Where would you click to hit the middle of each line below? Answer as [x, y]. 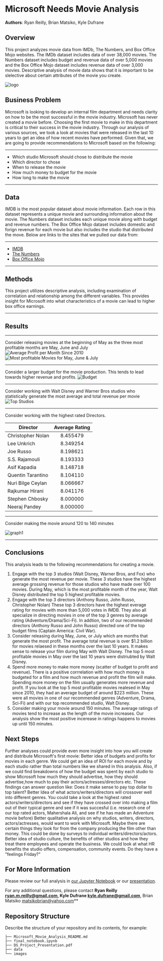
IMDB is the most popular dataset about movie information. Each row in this [80, 209]
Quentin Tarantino [28, 475]
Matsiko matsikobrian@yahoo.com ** [42, 901]
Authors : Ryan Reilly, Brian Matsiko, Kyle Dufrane [55, 22]
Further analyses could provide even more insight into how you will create [79, 751]
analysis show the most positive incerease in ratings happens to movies [84, 718]
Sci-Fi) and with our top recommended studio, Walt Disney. [71, 703]
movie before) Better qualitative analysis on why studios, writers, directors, [80, 818]
